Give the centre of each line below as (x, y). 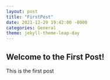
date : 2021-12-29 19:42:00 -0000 (47, 22)
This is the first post (30, 71)
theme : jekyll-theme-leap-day (43, 33)
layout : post (22, 11)
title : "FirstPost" (30, 17)
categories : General (31, 28)
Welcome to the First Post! (55, 57)
